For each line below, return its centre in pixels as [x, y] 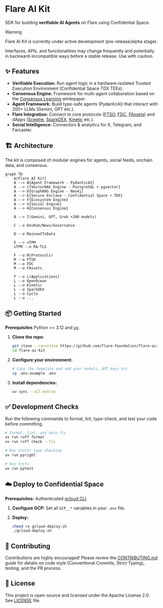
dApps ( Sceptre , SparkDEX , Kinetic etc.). [53, 119]
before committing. [24, 424]
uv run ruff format [25, 437]
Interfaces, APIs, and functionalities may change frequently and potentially [80, 51]
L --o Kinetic [28, 285]
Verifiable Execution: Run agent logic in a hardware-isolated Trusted [81, 83]
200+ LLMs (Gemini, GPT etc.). [43, 109]
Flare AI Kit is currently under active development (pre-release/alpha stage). [81, 41]
